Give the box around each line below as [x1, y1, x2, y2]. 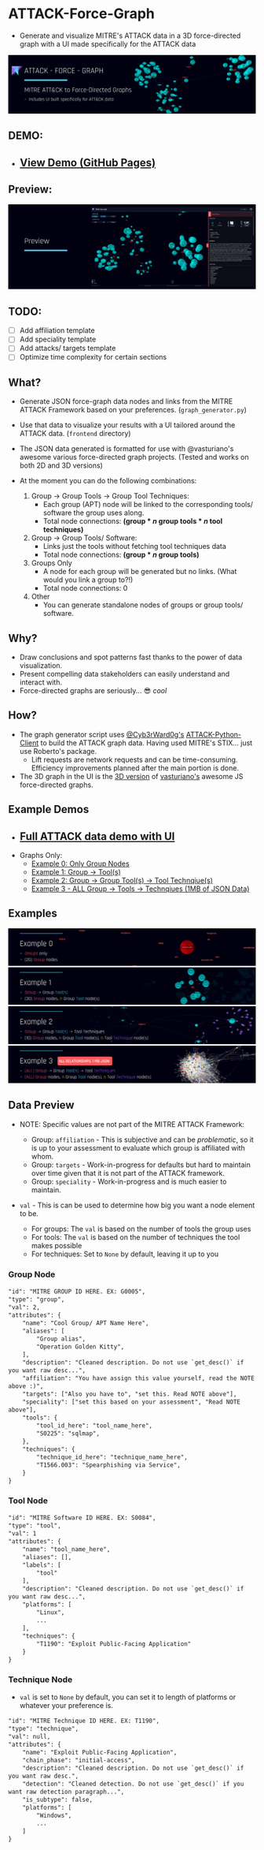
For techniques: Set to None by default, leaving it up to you [31, 1249, 219, 1259]
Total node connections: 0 [42, 584, 128, 593]
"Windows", [36, 1811, 72, 1819]
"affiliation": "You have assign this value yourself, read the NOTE [22, 1374, 255, 1382]
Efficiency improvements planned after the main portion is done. [31, 763, 240, 773]
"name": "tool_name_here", [22, 1546, 111, 1553]
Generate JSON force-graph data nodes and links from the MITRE [19, 397, 233, 406]
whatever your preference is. [19, 1700, 114, 1710]
